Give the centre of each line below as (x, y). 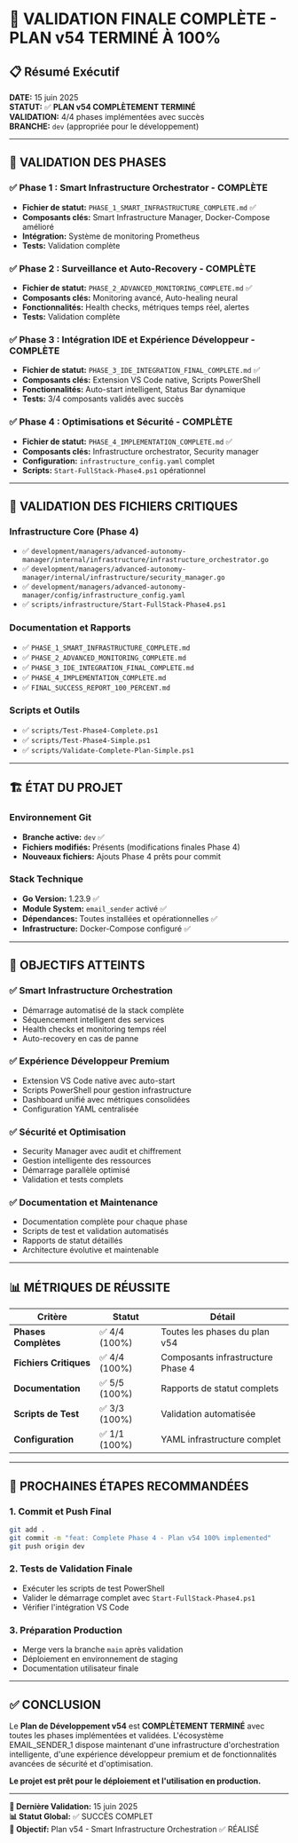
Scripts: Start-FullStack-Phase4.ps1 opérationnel (114, 470)
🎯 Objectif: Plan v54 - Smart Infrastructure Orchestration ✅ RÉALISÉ (134, 1829)
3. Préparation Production (66, 1630)
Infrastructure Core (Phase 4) (74, 531)
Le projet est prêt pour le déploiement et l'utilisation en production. (135, 1781)
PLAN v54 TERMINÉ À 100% (115, 38)
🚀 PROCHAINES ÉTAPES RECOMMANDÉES (129, 1486)
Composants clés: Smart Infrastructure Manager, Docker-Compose (146, 217)
